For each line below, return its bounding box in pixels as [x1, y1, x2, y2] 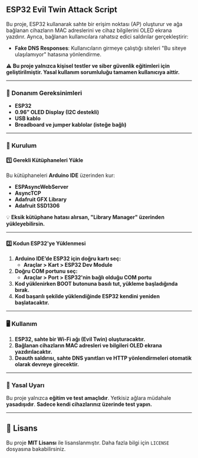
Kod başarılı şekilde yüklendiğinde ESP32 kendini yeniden [14, 293, 160, 300]
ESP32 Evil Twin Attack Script [6, 5, 118, 15]
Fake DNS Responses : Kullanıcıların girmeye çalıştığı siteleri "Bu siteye [14, 44, 187, 51]
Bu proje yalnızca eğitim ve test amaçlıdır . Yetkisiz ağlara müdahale [6, 395, 171, 402]
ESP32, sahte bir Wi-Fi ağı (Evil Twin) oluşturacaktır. [14, 336, 146, 343]
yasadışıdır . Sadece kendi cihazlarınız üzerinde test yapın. [6, 401, 152, 408]
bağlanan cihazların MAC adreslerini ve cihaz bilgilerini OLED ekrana [6, 27, 172, 34]
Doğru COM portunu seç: [14, 267, 78, 275]
